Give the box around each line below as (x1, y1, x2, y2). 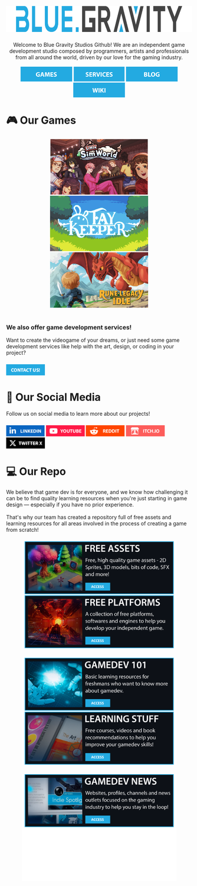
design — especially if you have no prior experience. (6, 501, 134, 508)
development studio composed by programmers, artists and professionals (9, 47, 189, 54)
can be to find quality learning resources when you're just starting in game (6, 495, 188, 502)
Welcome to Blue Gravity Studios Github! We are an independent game (13, 41, 185, 48)
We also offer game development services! (6, 323, 132, 331)
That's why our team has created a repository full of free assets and (6, 514, 172, 521)
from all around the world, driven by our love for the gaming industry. (15, 53, 183, 61)
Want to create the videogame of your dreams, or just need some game (6, 337, 180, 344)
